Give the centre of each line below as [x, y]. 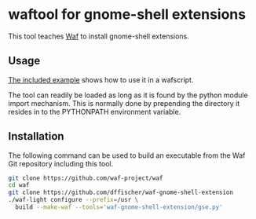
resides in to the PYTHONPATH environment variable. [95, 111]
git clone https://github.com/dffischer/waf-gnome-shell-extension [121, 193]
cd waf [19, 185]
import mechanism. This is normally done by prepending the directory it [124, 103]
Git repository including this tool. [61, 163]
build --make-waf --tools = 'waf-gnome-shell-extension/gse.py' [119, 207]
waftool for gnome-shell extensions [127, 15]
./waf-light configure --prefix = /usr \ [73, 200]
